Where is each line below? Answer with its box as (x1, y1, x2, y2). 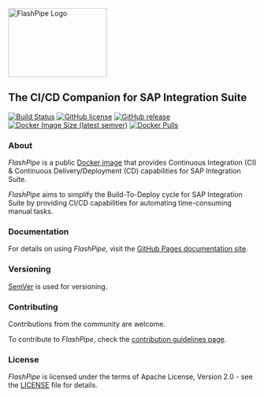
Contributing (8, 301, 58, 312)
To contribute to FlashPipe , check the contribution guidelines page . (8, 335, 227, 343)
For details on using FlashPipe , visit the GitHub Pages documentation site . (8, 244, 248, 254)
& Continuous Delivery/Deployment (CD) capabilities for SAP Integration (8, 166, 242, 176)
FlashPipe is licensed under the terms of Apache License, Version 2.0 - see (8, 372, 254, 381)
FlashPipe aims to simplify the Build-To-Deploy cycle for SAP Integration (8, 190, 243, 199)
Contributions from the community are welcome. (8, 319, 165, 328)
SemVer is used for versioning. (8, 281, 108, 291)
